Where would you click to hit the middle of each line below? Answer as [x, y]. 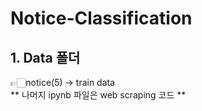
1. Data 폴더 [45, 57]
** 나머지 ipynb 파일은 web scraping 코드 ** [98, 95]
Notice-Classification [101, 18]
